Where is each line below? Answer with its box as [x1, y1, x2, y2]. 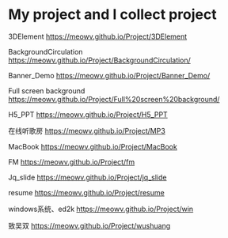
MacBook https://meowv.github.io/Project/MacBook [8, 142, 178, 151]
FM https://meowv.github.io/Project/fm [8, 157, 135, 167]
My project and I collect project [8, 6, 217, 24]
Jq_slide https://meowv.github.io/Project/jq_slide [8, 172, 167, 182]
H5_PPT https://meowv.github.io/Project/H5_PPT [8, 109, 168, 119]
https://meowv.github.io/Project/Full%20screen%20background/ [8, 94, 220, 104]
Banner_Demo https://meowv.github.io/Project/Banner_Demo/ [8, 70, 211, 80]
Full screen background [8, 85, 85, 96]
